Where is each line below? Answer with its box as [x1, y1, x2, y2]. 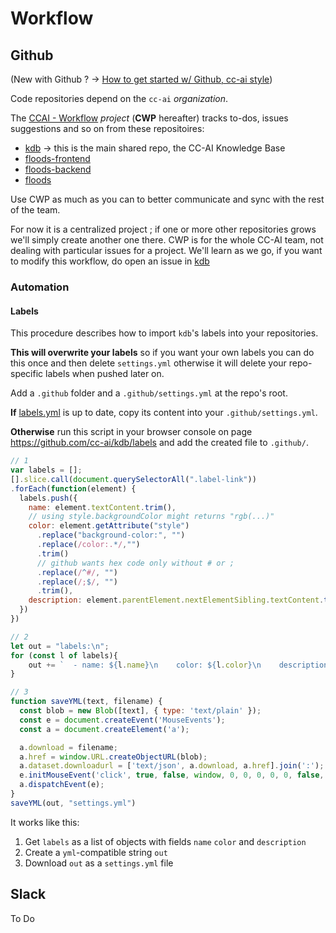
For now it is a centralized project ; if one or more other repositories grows [10, 223, 317, 235]
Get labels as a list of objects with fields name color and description [24, 835, 307, 847]
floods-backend [24, 163, 92, 175]
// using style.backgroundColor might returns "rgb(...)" [28, 512, 275, 522]
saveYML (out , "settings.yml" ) [10, 798, 137, 808]
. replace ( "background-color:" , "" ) [36, 530, 186, 541]
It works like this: [10, 816, 80, 828]
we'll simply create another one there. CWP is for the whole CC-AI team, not [10, 234, 324, 246]
